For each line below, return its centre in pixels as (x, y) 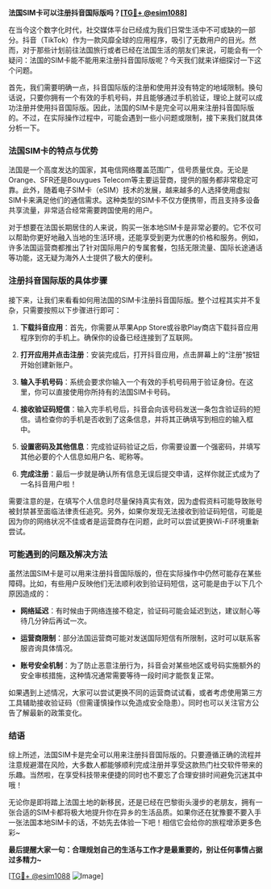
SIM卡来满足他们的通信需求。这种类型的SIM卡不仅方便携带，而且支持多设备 (134, 200)
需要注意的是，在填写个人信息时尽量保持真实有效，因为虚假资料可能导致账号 (135, 501)
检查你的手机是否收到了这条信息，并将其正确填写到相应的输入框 (148, 419)
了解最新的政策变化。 (50, 712)
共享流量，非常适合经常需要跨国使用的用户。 (83, 210)
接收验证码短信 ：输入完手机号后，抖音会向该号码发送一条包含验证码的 (137, 409)
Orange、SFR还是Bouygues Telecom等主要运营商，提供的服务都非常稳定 (130, 180)
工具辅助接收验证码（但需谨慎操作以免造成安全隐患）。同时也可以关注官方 (130, 702)
